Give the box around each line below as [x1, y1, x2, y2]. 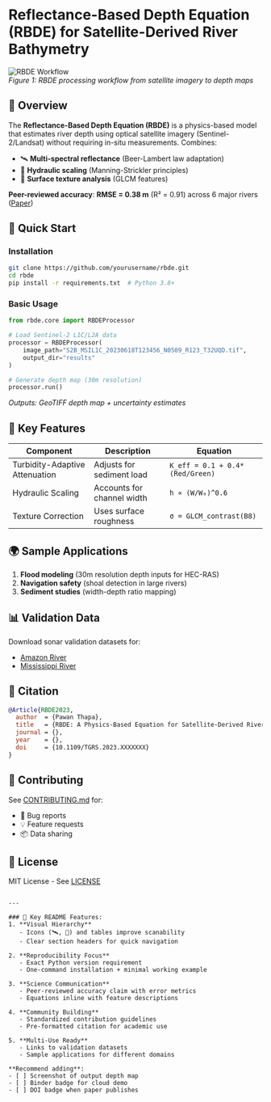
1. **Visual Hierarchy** [8, 920, 92, 929]
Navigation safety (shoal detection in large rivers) [19, 578, 187, 588]
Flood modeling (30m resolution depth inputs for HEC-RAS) [19, 569, 219, 579]
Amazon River [19, 652, 67, 662]
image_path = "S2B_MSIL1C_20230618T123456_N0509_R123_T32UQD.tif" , [23, 346, 248, 354]
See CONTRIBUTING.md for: [8, 795, 103, 804]
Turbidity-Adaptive [12, 459, 85, 471]
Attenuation [12, 469, 56, 480]
